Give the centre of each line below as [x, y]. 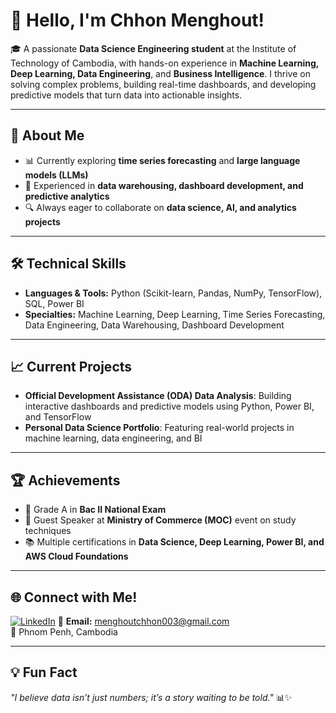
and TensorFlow [58, 417]
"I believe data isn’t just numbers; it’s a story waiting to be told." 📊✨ [151, 697]
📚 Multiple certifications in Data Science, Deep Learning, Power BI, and [174, 542]
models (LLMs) [56, 175]
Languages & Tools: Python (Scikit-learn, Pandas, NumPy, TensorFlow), [173, 293]
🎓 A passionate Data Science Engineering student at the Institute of [153, 48]
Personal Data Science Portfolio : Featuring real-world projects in [159, 428]
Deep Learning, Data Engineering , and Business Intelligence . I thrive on [160, 73]
